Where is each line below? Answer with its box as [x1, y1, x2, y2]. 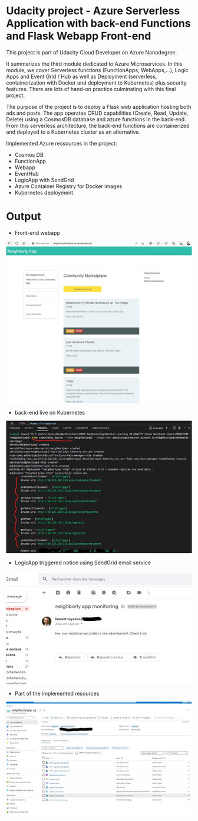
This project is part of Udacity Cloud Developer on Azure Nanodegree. [6, 49, 177, 56]
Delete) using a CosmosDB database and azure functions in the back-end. [6, 115, 187, 122]
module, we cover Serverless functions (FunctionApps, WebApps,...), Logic [6, 66, 189, 73]
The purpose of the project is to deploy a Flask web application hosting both [6, 103, 192, 110]
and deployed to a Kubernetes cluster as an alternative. [6, 128, 140, 135]
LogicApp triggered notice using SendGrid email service [14, 559, 151, 566]
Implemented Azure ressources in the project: [6, 140, 117, 147]
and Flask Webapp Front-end [6, 30, 151, 43]
